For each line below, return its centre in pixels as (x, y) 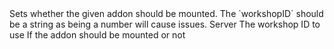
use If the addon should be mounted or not (97, 35)
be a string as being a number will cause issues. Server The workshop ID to (165, 24)
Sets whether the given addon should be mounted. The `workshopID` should (166, 13)
